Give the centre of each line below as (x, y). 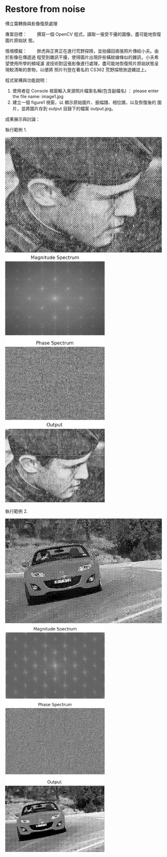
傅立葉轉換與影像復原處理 (31, 23)
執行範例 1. (16, 129)
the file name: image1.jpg (38, 96)
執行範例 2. (17, 511)
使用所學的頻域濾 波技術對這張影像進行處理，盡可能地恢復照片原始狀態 (82, 63)
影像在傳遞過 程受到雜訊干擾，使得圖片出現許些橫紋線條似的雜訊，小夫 (82, 57)
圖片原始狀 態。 (21, 40)
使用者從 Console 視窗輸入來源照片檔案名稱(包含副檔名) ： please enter (85, 91)
